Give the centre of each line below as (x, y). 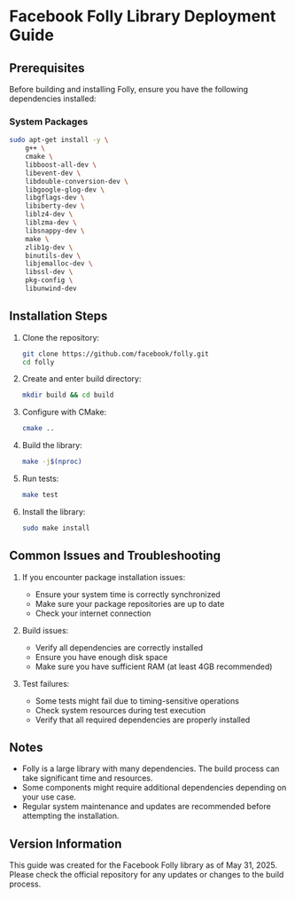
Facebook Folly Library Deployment (143, 16)
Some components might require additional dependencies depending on (154, 788)
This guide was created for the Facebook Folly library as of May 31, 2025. (143, 865)
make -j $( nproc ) (52, 462)
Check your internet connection (93, 613)
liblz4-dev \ (49, 215)
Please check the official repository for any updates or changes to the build (147, 875)
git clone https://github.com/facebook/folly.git (116, 354)
